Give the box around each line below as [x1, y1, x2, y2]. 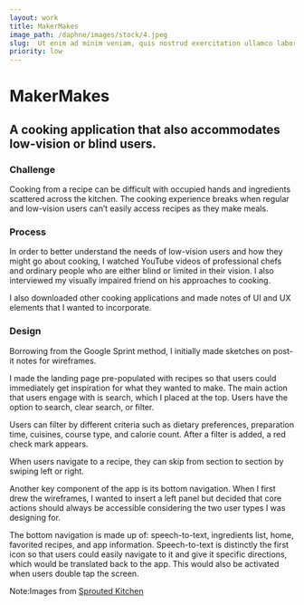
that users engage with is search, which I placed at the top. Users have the [9, 391, 288, 403]
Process [9, 226, 47, 238]
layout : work [9, 13, 59, 23]
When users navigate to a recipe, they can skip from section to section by [9, 456, 284, 466]
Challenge [9, 163, 56, 176]
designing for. [9, 512, 62, 523]
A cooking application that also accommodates [9, 121, 280, 137]
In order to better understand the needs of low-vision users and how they [9, 246, 283, 257]
